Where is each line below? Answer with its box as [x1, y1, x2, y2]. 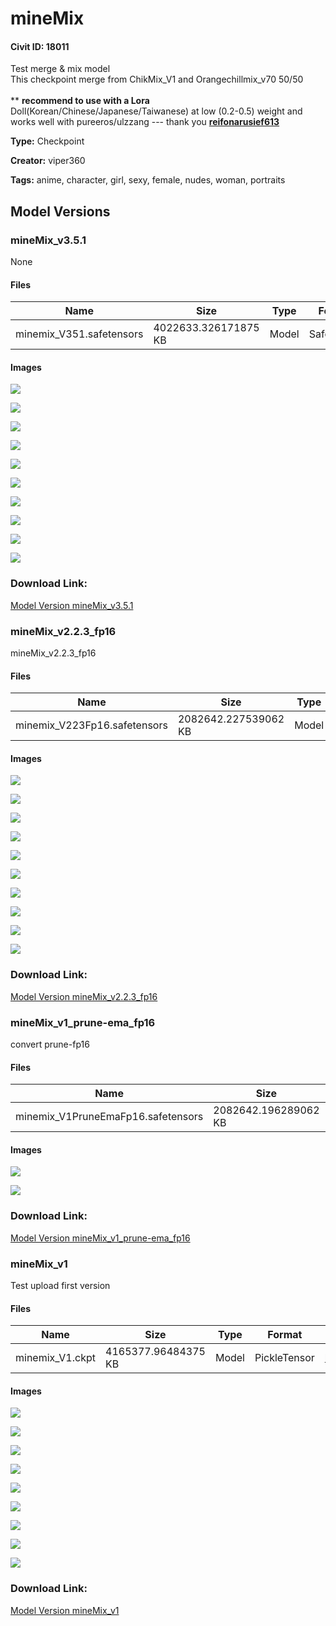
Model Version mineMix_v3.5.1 [10, 599, 134, 611]
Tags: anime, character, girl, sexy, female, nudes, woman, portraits [10, 174, 286, 186]
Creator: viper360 [10, 155, 86, 167]
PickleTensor [254, 1351, 315, 1365]
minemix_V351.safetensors [15, 327, 144, 341]
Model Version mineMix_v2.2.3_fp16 [10, 990, 158, 1002]
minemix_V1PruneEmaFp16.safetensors [15, 1110, 204, 1124]
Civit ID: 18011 [10, 40, 70, 52]
